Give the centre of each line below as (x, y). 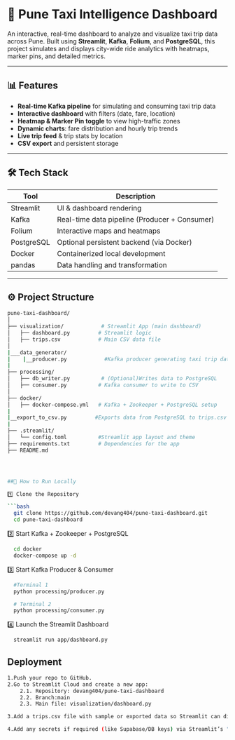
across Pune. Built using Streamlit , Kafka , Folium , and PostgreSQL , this (111, 41)
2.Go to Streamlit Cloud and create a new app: (78, 684)
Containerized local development (111, 253)
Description (136, 196)
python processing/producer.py (59, 591)
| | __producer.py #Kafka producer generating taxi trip (112, 359)
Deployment (35, 662)
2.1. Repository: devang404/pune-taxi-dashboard (92, 691)
